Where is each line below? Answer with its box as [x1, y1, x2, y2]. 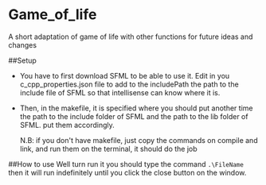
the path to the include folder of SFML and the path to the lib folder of [19, 111, 248, 121]
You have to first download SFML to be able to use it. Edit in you [19, 71, 230, 80]
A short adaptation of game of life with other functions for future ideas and [8, 32, 253, 41]
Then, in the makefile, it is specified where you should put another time [19, 103, 253, 113]
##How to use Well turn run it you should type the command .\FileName [8, 159, 244, 168]
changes [8, 40, 37, 49]
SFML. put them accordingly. [19, 120, 115, 129]
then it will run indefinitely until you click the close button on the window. [8, 168, 247, 177]
